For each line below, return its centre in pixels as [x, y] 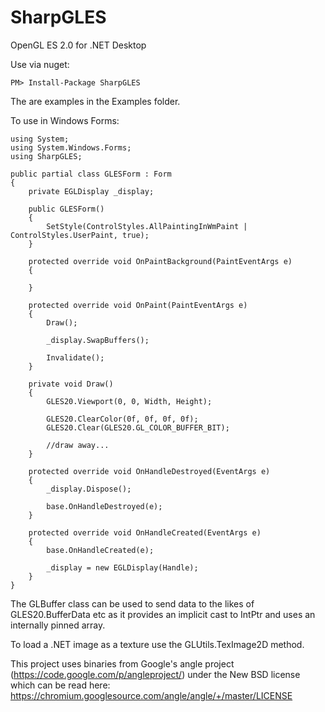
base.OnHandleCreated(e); [100, 550]
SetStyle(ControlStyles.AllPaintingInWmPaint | [147, 226]
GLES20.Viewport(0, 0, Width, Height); [129, 401]
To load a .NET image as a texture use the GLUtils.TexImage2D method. [157, 644]
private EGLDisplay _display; [91, 191]
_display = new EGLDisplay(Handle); [122, 567]
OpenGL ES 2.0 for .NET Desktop [78, 45]
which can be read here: [60, 685]
